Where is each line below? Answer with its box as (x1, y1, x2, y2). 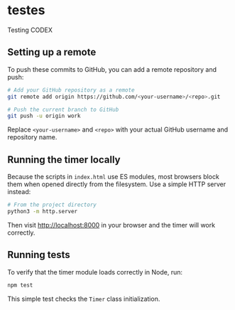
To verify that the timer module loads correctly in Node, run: (7, 267, 183, 276)
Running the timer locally (7, 154, 121, 166)
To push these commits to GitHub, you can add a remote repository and (7, 65, 217, 73)
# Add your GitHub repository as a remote (7, 86, 135, 94)
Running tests (7, 249, 71, 261)
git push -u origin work (7, 112, 81, 119)
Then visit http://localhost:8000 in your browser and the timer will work (7, 220, 215, 229)
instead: (7, 188, 31, 196)
